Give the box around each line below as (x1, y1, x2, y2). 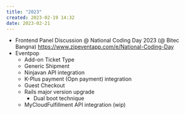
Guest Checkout (24, 82, 65, 89)
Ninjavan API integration (24, 69, 85, 76)
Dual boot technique (33, 95, 85, 102)
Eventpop (15, 50, 40, 57)
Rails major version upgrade (24, 89, 95, 96)
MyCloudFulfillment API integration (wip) (24, 101, 126, 109)
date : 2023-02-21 (6, 20, 51, 26)
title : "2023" (6, 8, 43, 15)
